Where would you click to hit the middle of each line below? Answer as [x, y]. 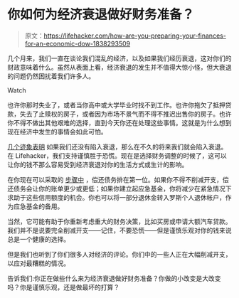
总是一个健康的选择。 [38, 239]
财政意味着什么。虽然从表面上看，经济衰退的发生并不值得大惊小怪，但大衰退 [119, 67]
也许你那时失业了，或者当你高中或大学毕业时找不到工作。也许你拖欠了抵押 [116, 105]
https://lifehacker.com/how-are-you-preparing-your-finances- [135, 36]
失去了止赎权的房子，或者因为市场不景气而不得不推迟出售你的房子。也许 [126, 114]
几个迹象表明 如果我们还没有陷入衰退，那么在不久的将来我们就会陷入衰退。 [117, 147]
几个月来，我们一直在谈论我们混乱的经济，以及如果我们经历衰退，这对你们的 [119, 58]
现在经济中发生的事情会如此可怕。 [57, 132]
